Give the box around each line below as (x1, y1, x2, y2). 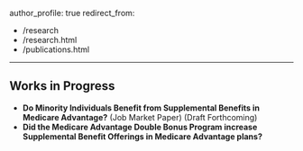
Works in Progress (9, 78, 115, 93)
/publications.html (22, 44, 90, 55)
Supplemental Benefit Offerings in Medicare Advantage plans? (22, 130, 263, 142)
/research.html (22, 35, 78, 45)
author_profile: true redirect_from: (9, 8, 135, 18)
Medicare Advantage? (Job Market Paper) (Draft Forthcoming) (22, 111, 258, 122)
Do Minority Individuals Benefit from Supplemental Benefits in (22, 102, 260, 113)
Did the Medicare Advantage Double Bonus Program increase (22, 121, 258, 132)
